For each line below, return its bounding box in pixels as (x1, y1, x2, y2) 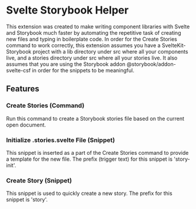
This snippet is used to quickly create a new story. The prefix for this (6, 190, 172, 197)
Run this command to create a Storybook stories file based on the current (6, 115, 184, 122)
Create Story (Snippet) (6, 176, 72, 184)
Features (6, 84, 39, 94)
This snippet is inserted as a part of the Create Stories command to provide (6, 149, 189, 156)
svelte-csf (6, 67, 31, 74)
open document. (6, 121, 46, 128)
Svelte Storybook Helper (6, 4, 129, 17)
